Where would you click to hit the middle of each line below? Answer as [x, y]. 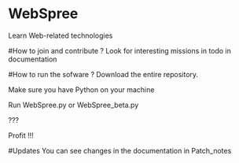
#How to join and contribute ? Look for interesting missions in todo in [120, 50]
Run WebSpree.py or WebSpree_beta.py [74, 105]
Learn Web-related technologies [61, 35]
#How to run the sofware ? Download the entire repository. [103, 74]
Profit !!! [21, 135]
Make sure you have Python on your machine [81, 89]
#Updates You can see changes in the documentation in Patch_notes [120, 150]
